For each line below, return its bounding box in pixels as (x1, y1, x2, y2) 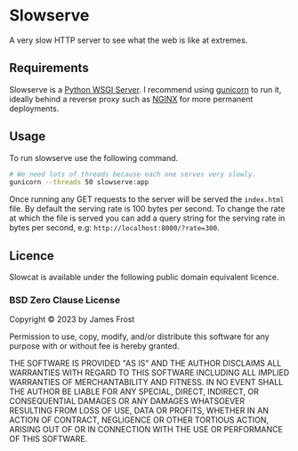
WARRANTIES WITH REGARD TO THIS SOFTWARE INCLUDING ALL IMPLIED (9, 367, 290, 378)
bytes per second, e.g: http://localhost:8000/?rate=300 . (9, 222, 220, 233)
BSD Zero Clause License (9, 294, 121, 307)
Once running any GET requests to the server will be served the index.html (9, 194, 285, 205)
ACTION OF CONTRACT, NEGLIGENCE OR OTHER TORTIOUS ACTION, (9, 415, 270, 425)
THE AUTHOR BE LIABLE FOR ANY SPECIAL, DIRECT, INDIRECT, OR (9, 386, 260, 397)
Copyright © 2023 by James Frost (9, 314, 135, 325)
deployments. (9, 103, 60, 114)
